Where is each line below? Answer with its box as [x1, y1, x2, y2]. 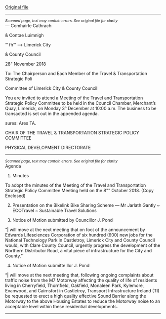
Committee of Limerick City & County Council [5, 85, 98, 91]
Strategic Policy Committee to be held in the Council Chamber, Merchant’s [5, 100, 156, 106]
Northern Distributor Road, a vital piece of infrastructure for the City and [5, 248, 152, 253]
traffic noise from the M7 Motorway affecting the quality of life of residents [5, 278, 157, 283]
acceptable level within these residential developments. [5, 304, 118, 309]
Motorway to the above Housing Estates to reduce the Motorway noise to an [5, 298, 161, 304]
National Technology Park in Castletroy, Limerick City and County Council [5, 237, 155, 243]
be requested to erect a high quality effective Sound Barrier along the [5, 293, 147, 299]
